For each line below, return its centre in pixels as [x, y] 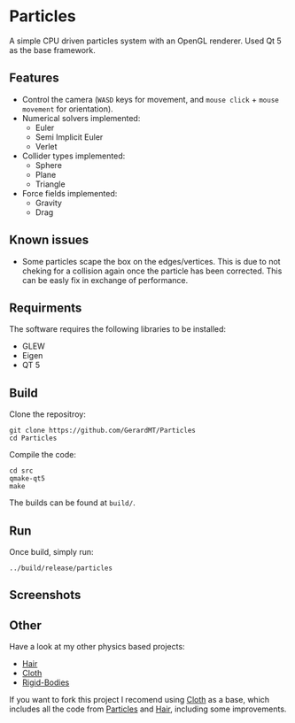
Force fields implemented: [70, 193]
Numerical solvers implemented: [81, 118]
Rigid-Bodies [46, 682]
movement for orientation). [67, 109]
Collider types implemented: [74, 156]
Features [34, 78]
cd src [21, 471]
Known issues [49, 240]
